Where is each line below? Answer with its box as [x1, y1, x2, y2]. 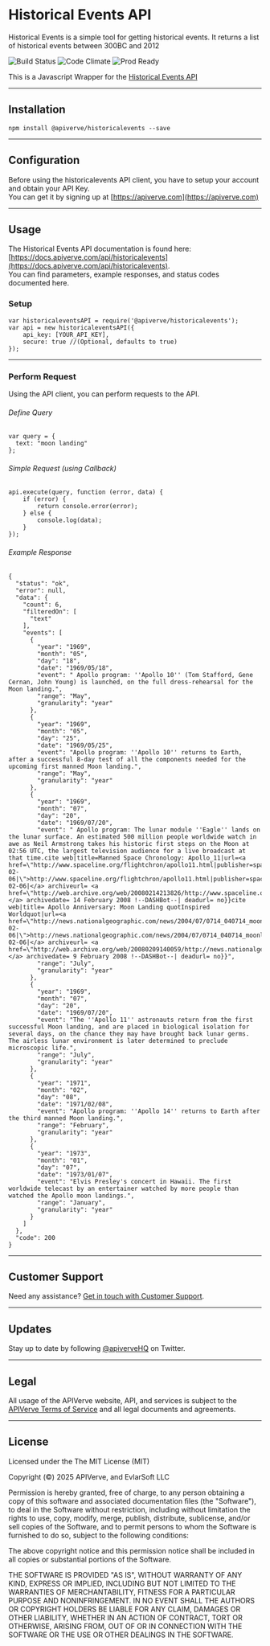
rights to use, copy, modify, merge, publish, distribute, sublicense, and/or [8, 1513, 251, 1523]
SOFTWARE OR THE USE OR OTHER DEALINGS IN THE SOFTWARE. [8, 1630, 234, 1640]
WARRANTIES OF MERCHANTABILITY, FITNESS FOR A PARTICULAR [8, 1586, 235, 1597]
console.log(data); [37, 516, 103, 524]
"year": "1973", [37, 1149, 92, 1157]
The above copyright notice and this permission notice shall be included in [8, 1545, 255, 1555]
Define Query [8, 408, 53, 417]
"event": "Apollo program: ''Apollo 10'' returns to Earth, [37, 748, 243, 757]
